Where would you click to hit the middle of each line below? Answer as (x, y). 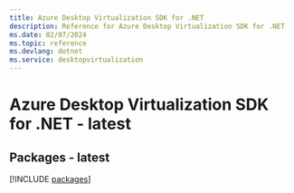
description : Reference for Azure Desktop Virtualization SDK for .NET (147, 26)
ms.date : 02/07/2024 (48, 34)
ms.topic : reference (48, 43)
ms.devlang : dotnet (46, 52)
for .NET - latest (70, 124)
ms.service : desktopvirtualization (76, 60)
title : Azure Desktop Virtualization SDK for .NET (107, 18)
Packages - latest (60, 157)
